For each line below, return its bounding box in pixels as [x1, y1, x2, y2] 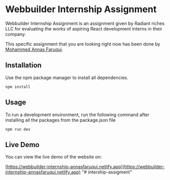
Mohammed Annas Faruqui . [5, 46, 64, 52]
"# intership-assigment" [81, 169, 132, 175]
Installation [5, 61, 42, 69]
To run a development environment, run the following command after [5, 112, 150, 118]
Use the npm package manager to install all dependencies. [5, 75, 129, 81]
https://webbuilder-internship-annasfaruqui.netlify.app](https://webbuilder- [7, 164, 165, 170]
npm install [5, 84, 31, 89]
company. [5, 31, 26, 37]
